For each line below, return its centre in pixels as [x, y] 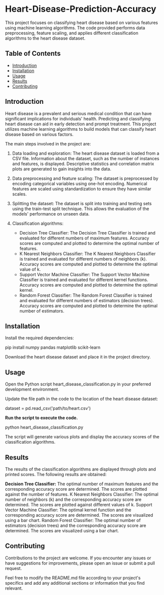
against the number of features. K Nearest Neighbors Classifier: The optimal [82, 494]
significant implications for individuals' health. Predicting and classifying [78, 119]
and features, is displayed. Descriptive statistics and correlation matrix [83, 164]
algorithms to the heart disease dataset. [45, 38]
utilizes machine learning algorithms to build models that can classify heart [81, 129]
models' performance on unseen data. [51, 214]
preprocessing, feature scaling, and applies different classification [72, 33]
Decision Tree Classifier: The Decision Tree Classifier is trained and [87, 233]
